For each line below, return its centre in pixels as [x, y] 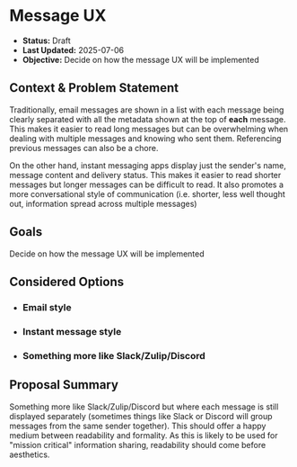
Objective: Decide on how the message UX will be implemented [141, 59]
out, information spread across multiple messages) [103, 203]
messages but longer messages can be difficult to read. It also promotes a [147, 184]
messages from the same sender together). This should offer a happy [138, 426]
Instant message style [72, 331]
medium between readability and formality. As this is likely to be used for [144, 435]
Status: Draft [47, 40]
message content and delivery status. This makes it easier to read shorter [145, 175]
